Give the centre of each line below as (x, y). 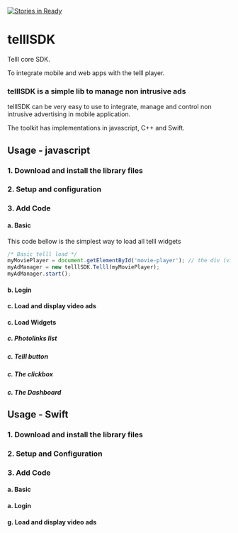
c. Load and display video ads (52, 306)
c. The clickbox (30, 374)
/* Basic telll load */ (42, 254)
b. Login (19, 290)
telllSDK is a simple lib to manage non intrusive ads (97, 91)
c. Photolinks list (32, 338)
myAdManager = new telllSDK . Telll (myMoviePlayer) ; (84, 267)
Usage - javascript (49, 150)
